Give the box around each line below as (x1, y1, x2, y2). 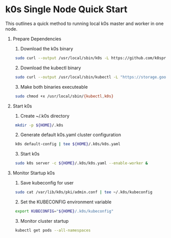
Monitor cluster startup (20, 218, 69, 224)
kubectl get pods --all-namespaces (15, 228, 91, 233)
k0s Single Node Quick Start (5, 4, 128, 15)
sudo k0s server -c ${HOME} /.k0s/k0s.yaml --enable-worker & (15, 161, 148, 166)
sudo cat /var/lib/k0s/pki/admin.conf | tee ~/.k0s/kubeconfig (15, 190, 153, 195)
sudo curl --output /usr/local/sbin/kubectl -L (15, 74, 118, 80)
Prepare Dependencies (12, 36, 61, 42)
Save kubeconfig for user (20, 180, 74, 186)
